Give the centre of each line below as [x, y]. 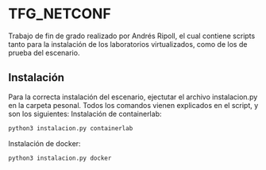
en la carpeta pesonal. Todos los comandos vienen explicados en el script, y [133, 105]
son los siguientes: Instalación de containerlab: [85, 114]
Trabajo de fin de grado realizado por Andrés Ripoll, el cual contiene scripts [132, 36]
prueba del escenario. [44, 52]
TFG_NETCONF [60, 14]
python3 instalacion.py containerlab [71, 128]
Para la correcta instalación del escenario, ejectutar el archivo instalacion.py [133, 97]
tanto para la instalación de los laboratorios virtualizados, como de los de [128, 44]
